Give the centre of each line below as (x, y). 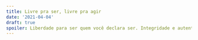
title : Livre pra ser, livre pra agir (54, 11)
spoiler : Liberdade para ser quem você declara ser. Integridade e (91, 28)
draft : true (21, 22)
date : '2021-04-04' (30, 17)
